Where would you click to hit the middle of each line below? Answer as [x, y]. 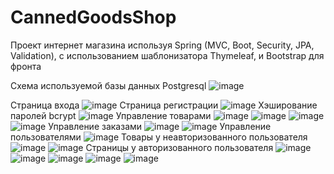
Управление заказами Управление [160, 126]
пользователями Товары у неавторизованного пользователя [159, 137]
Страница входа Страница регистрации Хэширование [164, 105]
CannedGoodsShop [93, 17]
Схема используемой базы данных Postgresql [108, 85]
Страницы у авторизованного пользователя [179, 147]
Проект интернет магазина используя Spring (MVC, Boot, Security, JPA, [162, 45]
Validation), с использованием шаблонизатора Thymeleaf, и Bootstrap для [167, 55]
